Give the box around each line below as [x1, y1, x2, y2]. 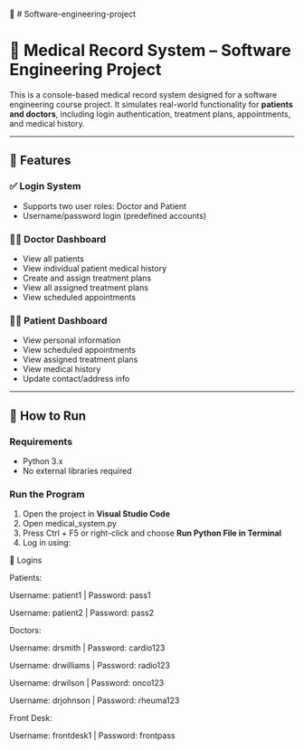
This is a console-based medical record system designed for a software [9, 89, 278, 100]
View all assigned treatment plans [22, 281, 149, 293]
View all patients [22, 253, 84, 264]
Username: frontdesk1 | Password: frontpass [9, 730, 176, 741]
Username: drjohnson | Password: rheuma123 [9, 695, 180, 706]
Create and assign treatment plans [22, 272, 152, 283]
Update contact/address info [22, 374, 130, 384]
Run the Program [9, 488, 85, 500]
